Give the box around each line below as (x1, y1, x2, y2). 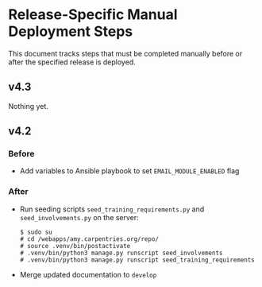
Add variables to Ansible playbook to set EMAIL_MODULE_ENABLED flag (19, 166, 240, 176)
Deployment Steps (8, 22, 133, 41)
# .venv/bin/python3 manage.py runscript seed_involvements (19, 249, 223, 257)
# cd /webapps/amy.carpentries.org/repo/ (19, 235, 159, 243)
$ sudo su (19, 228, 53, 236)
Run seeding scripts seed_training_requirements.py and (19, 204, 205, 214)
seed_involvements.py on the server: (19, 212, 139, 222)
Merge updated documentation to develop (19, 270, 157, 279)
